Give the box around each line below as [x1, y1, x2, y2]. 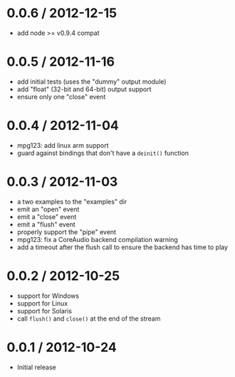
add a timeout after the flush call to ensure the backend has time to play [16, 243, 229, 251]
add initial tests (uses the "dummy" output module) [16, 77, 167, 86]
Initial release [16, 363, 56, 371]
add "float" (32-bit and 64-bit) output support [16, 84, 152, 94]
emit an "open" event [16, 205, 80, 213]
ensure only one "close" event [16, 92, 106, 101]
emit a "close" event [16, 212, 77, 221]
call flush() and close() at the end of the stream [16, 314, 161, 323]
